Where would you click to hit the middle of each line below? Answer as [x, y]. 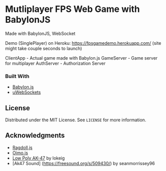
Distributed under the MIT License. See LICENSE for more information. [76, 120]
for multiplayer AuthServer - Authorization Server [55, 63]
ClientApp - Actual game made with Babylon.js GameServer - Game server [81, 58]
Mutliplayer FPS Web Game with [73, 9]
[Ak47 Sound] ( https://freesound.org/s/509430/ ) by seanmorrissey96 [83, 163]
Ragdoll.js [22, 147]
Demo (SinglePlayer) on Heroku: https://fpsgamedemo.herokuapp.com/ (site [83, 43]
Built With [17, 76]
